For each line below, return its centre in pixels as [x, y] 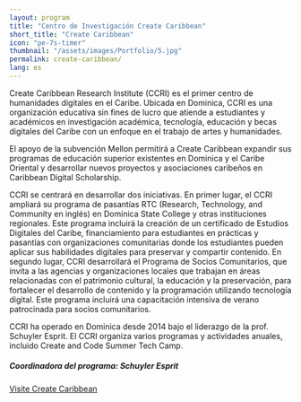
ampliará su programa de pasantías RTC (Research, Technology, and [136, 204]
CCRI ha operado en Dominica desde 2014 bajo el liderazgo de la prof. [139, 326]
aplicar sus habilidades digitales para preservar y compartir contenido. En [146, 251]
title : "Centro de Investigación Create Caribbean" [107, 26]
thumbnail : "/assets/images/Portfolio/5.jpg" [95, 51]
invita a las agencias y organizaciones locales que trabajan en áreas [135, 271]
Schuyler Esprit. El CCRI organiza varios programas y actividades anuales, [146, 336]
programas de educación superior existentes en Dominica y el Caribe [137, 158]
